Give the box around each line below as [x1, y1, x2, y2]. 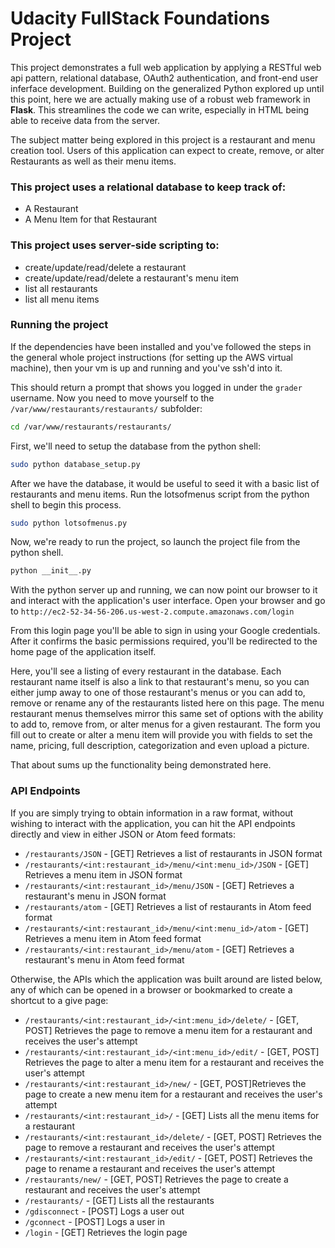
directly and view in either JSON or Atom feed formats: [10, 828, 237, 840]
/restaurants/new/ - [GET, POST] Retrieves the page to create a [24, 1173, 289, 1185]
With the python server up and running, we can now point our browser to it [10, 584, 318, 596]
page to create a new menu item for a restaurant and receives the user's [24, 1088, 323, 1100]
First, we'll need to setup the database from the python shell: [10, 440, 261, 452]
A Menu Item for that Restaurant [24, 213, 158, 226]
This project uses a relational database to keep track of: [10, 180, 287, 194]
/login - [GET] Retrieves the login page [24, 1226, 188, 1238]
